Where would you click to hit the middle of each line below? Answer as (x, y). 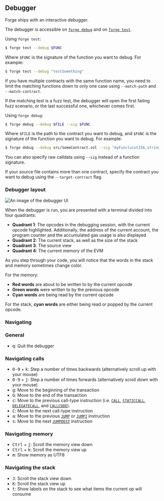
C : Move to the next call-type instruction (52, 411)
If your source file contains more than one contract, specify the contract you (82, 172)
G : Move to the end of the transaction (49, 395)
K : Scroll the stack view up (39, 483)
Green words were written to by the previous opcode (66, 289)
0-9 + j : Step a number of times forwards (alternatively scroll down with (85, 380)
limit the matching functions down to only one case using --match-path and (81, 86)
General (15, 335)
